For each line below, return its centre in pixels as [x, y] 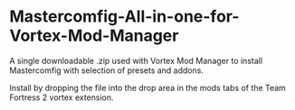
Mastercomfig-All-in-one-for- [124, 17]
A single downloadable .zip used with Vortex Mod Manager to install [136, 60]
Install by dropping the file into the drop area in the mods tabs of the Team [148, 87]
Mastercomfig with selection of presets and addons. [106, 70]
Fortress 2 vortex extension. [62, 97]
